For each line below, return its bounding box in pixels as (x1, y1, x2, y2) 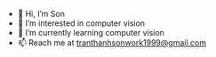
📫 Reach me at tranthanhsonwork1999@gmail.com (17, 37, 207, 48)
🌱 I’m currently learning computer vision (17, 28, 164, 37)
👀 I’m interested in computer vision (17, 18, 145, 28)
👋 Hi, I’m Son (17, 9, 65, 19)
